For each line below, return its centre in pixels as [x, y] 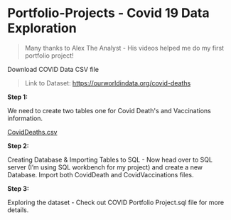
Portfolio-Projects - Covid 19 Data [108, 13]
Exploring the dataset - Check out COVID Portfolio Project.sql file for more [116, 202]
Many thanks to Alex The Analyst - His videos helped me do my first [124, 48]
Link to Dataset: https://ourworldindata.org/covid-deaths [108, 83]
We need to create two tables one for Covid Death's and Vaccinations [109, 110]
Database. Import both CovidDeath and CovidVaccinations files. [101, 174]
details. [18, 210]
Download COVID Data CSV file [53, 69]
